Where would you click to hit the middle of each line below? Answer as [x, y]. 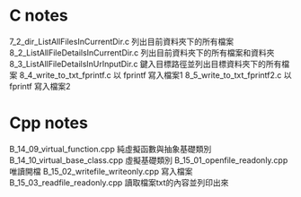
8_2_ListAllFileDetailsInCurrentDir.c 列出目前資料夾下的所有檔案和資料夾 [142, 52]
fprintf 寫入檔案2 [40, 86]
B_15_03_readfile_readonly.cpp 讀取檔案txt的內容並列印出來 [119, 182]
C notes [39, 16]
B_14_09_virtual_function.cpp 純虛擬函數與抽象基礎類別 [111, 149]
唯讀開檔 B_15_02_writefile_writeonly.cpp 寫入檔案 [101, 171]
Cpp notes [49, 123]
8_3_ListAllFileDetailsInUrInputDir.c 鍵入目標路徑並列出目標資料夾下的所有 [146, 64]
